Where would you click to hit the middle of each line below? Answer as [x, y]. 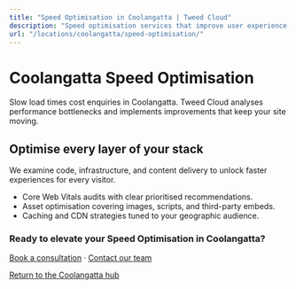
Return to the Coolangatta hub [64, 275]
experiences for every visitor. [62, 180]
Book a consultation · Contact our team [81, 258]
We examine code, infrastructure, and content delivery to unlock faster [138, 170]
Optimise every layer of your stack [106, 148]
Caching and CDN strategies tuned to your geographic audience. [140, 216]
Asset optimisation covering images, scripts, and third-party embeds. [148, 207]
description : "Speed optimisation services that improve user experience [148, 26]
